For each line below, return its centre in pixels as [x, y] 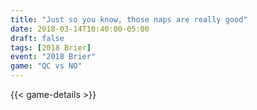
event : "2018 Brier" [53, 57]
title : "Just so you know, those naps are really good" [129, 19]
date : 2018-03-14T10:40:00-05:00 [80, 29]
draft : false [37, 38]
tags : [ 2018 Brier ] [51, 47]
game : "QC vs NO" [46, 66]
